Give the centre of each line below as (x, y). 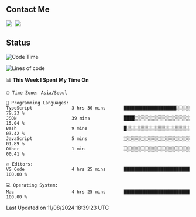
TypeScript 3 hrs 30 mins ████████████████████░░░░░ (98, 108)
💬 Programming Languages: (37, 103)
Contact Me (28, 10)
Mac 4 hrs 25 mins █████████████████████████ (98, 192)
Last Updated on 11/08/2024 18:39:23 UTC (58, 208)
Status (18, 43)
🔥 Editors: (20, 164)
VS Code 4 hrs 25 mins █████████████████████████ (98, 169)
